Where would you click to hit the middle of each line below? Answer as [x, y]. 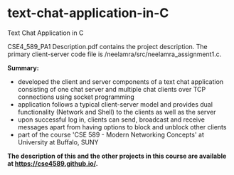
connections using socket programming [76, 97]
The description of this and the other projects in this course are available [117, 156]
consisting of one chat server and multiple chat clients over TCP [112, 89]
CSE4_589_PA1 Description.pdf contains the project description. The [107, 46]
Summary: [23, 68]
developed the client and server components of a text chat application [121, 81]
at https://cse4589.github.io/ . [53, 163]
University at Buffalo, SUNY [58, 142]
